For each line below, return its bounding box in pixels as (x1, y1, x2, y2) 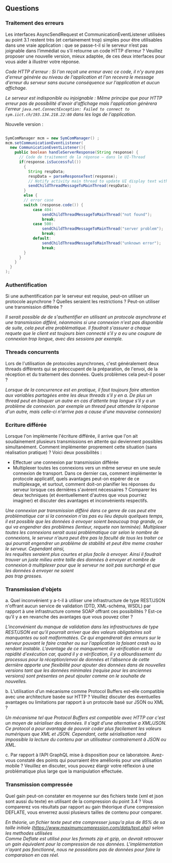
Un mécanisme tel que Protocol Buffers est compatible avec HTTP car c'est (5, 715, 165, 721)
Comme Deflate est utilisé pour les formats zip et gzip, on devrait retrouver (5, 835, 164, 841)
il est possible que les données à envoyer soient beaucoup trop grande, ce (5, 518, 163, 524)
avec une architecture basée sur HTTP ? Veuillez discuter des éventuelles (5, 693, 161, 700)
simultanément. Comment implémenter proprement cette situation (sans (5, 444, 157, 450)
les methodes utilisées (5, 830, 53, 836)
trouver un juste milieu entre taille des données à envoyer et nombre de (5, 556, 156, 562)
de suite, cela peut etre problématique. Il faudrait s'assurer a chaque (5, 325, 151, 331)
